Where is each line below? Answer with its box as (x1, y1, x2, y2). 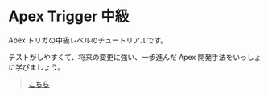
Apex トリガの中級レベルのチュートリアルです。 (8, 35, 168, 45)
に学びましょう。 (8, 62, 65, 72)
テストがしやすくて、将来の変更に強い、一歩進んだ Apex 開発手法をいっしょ (8, 52, 262, 62)
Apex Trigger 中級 (8, 7, 130, 26)
